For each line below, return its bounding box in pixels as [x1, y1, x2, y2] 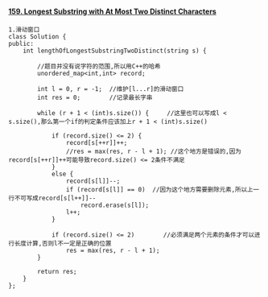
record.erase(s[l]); [80, 201, 150, 209]
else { [51, 170, 74, 179]
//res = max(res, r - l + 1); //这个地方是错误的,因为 [65, 147, 241, 156]
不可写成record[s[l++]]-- [14, 194, 97, 203]
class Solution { [8, 33, 67, 41]
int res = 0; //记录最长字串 [37, 93, 153, 102]
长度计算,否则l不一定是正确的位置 [14, 240, 112, 248]
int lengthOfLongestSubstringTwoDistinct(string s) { [23, 47, 207, 56]
